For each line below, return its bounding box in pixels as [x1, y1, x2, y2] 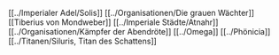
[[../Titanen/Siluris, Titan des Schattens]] [8, 35, 157, 46]
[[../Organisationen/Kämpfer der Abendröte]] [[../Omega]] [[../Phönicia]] [8, 27, 271, 36]
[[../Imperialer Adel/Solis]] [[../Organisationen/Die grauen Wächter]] [8, 8, 254, 18]
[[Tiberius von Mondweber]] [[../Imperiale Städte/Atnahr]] [8, 17, 219, 27]
